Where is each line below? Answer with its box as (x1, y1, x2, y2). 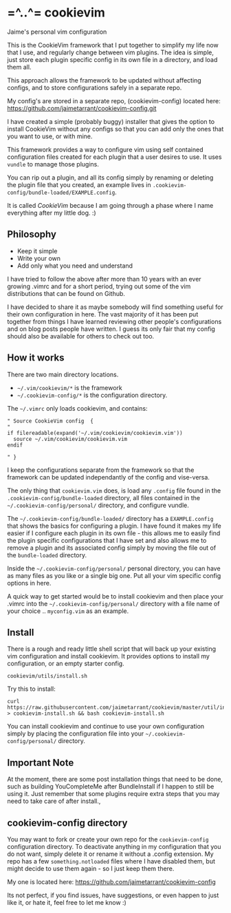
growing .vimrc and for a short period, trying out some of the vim (7, 282, 191, 290)
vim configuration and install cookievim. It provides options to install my (7, 652, 210, 660)
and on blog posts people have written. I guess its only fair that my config (7, 325, 215, 333)
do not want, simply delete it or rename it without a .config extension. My (7, 850, 214, 858)
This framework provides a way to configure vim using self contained (7, 145, 203, 153)
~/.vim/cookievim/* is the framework (16, 383, 122, 391)
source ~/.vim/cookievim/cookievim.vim (13, 436, 128, 442)
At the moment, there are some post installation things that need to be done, (7, 775, 223, 784)
